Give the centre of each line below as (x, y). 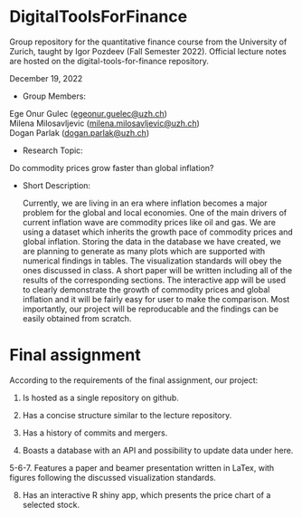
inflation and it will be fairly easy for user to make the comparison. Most (156, 299)
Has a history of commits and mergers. (95, 433)
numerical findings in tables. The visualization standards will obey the (152, 261)
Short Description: (57, 185)
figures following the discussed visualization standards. (113, 477)
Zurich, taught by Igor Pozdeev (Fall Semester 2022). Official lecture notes (148, 51)
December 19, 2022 (46, 78)
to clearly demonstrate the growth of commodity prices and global (146, 289)
